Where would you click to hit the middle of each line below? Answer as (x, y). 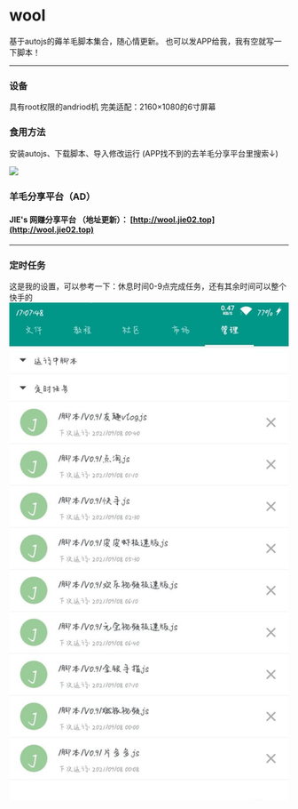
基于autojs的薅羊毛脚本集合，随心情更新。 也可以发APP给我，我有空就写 (142, 41)
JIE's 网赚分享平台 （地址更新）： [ (71, 220)
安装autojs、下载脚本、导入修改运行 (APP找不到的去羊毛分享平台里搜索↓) (144, 153)
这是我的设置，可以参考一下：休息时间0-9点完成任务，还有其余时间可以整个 (148, 286)
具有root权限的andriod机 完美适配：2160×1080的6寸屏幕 (113, 107)
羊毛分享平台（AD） (52, 196)
